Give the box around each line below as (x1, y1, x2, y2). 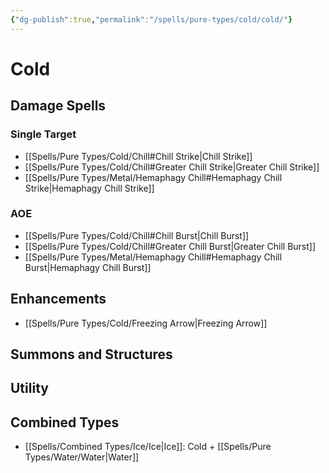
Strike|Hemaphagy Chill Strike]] (24, 182, 155, 194)
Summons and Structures (10, 346, 173, 363)
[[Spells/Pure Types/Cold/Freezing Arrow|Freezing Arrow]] (24, 317, 268, 329)
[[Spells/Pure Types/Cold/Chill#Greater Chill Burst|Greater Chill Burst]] (24, 240, 317, 252)
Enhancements (10, 291, 107, 308)
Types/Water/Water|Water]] (24, 451, 140, 463)
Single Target (10, 127, 77, 141)
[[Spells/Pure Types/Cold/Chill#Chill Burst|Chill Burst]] (24, 229, 250, 241)
